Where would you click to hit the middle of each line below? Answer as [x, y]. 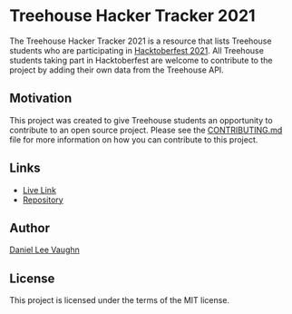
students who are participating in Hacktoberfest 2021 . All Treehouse [137, 50]
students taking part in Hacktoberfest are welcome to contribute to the [141, 60]
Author [29, 228]
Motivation [41, 98]
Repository [43, 200]
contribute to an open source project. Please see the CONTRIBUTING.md [146, 130]
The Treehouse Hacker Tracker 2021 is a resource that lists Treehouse [141, 41]
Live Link [39, 190]
